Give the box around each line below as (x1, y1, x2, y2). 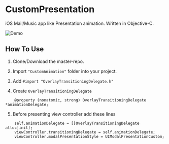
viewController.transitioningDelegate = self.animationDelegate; (14, 129, 156, 135)
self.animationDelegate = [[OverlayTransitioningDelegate (14, 121, 140, 126)
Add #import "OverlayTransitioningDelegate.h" (12, 78, 114, 84)
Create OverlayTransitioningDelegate (12, 88, 92, 94)
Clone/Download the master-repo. (12, 58, 84, 64)
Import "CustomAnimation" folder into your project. (12, 68, 117, 74)
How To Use (5, 45, 44, 54)
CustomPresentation (5, 4, 95, 15)
